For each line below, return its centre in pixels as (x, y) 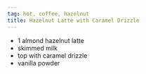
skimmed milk (38, 48)
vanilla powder (39, 63)
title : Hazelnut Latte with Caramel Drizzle (73, 20)
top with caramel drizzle (52, 55)
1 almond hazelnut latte (51, 40)
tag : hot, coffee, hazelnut (48, 14)
